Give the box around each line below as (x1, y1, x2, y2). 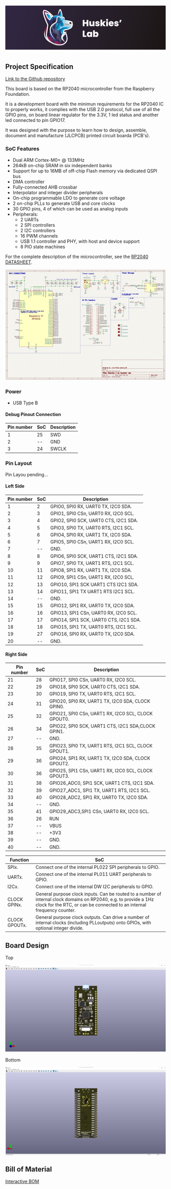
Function (10, 857, 29, 863)
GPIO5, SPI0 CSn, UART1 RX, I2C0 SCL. (50, 539, 135, 545)
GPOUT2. (49, 760, 70, 766)
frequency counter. (35, 907, 76, 913)
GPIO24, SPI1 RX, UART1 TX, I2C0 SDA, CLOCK (49, 755, 151, 761)
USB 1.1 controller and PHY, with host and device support (20, 238, 140, 244)
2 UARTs (20, 216, 39, 222)
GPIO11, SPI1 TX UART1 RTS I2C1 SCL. (50, 588, 135, 594)
